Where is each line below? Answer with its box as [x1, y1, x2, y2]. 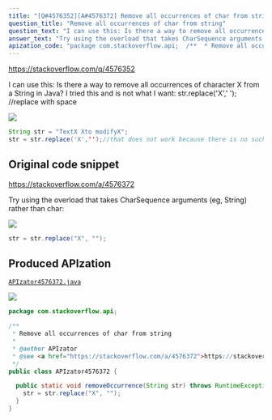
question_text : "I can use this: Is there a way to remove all [8, 27, 227, 35]
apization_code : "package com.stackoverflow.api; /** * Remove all [8, 42, 249, 50]
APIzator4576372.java [8, 278, 82, 286]
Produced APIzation [8, 257, 112, 270]
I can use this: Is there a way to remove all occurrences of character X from [8, 80, 260, 90]
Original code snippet [8, 158, 120, 172]
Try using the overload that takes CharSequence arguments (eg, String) [8, 195, 248, 205]
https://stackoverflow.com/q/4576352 [8, 64, 135, 74]
